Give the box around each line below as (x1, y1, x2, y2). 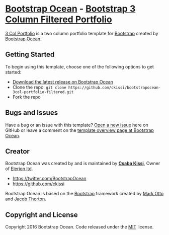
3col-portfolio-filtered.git (12, 89, 74, 95)
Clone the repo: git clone (12, 84, 66, 90)
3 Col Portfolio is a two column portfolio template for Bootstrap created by (5, 30, 158, 36)
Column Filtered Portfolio (5, 14, 112, 25)
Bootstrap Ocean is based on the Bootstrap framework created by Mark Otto (5, 191, 164, 197)
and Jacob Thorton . (5, 196, 46, 202)
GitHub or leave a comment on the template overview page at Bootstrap (5, 127, 154, 133)
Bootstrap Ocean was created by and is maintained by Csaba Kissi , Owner (5, 161, 160, 167)
